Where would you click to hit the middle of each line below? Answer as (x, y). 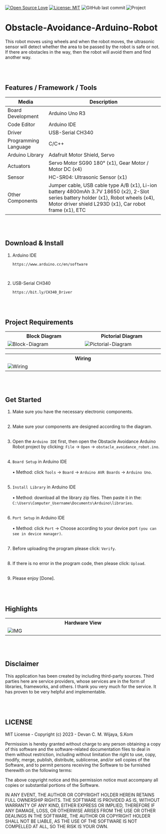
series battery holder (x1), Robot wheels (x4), (102, 198)
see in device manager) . (37, 534)
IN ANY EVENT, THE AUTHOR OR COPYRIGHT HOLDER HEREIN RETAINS (80, 795)
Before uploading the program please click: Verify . (64, 549)
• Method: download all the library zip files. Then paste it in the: (77, 498)
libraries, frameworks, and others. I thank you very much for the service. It (81, 686)
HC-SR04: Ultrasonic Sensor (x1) (88, 177)
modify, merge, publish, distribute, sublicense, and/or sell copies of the (78, 760)
